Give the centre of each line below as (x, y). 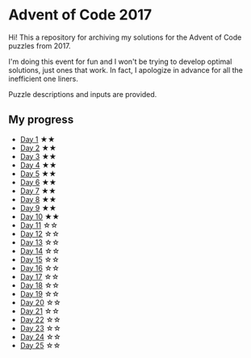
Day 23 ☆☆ (40, 328)
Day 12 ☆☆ (40, 234)
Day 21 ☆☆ (40, 311)
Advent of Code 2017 (80, 15)
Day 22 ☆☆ (40, 319)
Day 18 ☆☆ (40, 285)
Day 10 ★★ (40, 217)
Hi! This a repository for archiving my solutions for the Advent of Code (125, 37)
